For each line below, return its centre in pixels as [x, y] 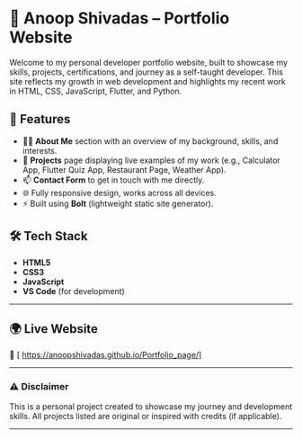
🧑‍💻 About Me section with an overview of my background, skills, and [150, 141]
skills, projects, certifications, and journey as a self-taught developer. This [146, 72]
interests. [40, 150]
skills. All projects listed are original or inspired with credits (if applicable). [146, 416]
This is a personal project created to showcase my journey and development [151, 406]
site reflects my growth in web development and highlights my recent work [147, 81]
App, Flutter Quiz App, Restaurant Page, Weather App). [124, 169]
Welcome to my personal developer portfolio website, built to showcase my [149, 62]
